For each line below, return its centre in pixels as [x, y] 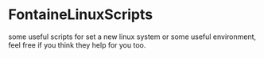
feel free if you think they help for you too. [77, 44]
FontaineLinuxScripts [81, 15]
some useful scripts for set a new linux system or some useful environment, [132, 37]
